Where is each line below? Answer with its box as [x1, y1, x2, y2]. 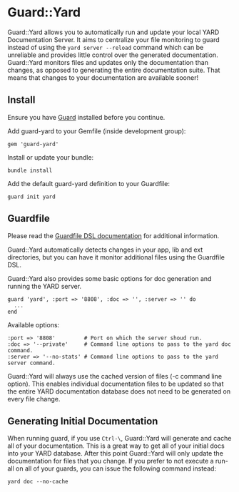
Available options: [7, 320, 60, 329]
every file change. [7, 394, 61, 403]
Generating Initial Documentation [7, 415, 158, 427]
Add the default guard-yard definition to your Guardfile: [7, 179, 170, 188]
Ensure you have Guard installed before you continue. [7, 113, 166, 121]
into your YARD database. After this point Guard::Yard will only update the [7, 449, 223, 458]
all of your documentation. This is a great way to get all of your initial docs [7, 441, 225, 450]
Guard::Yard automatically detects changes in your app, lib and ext [7, 245, 203, 254]
